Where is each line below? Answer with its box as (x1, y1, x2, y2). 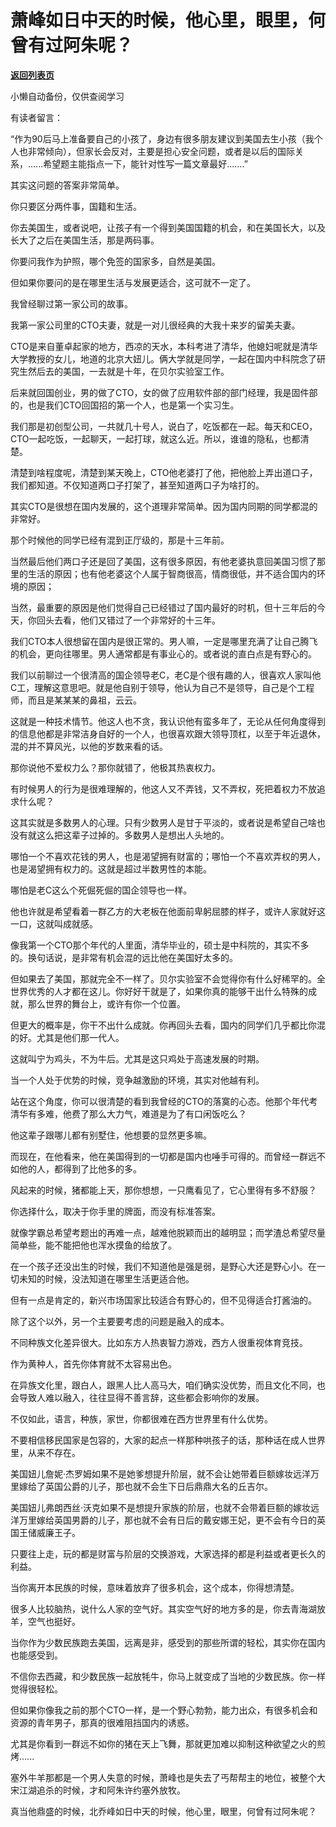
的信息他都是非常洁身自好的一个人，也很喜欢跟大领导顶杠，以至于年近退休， (10, 727, 326, 740)
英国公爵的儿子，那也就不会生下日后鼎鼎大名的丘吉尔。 (44, 1480, 273, 1492)
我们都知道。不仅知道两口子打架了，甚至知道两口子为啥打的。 (10, 479, 265, 491)
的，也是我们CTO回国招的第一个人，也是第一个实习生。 (10, 399, 240, 411)
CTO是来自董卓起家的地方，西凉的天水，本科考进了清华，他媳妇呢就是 (10, 340, 301, 352)
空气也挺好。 (27, 1615, 81, 1627)
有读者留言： (10, 111, 63, 123)
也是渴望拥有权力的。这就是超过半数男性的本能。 (10, 862, 212, 875)
